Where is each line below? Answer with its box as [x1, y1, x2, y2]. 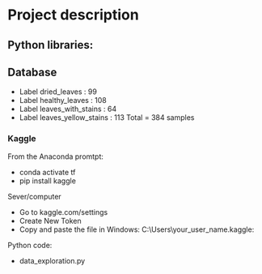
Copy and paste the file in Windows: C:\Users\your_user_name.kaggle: [19, 225, 255, 234]
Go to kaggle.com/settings [19, 207, 108, 216]
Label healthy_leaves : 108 [19, 96, 107, 105]
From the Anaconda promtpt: [7, 152, 104, 161]
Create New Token [19, 216, 82, 225]
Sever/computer [7, 191, 61, 201]
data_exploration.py [19, 255, 86, 265]
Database [7, 65, 57, 79]
